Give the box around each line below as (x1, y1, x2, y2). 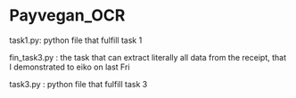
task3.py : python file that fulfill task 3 (9, 78, 148, 89)
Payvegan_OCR (9, 5, 126, 26)
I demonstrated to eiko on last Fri (9, 61, 131, 72)
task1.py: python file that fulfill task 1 (9, 35, 143, 45)
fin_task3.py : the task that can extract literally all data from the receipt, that (9, 52, 287, 62)
